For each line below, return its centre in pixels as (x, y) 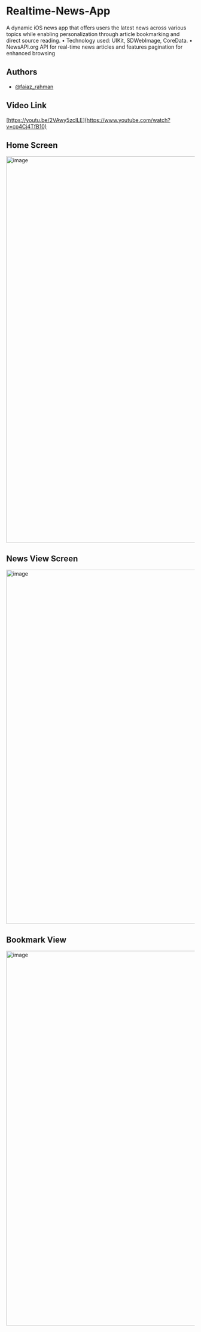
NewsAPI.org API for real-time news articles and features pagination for (95, 47)
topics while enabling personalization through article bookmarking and (93, 34)
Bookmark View (36, 939)
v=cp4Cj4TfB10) (26, 126)
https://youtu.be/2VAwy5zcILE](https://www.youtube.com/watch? (89, 120)
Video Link (26, 105)
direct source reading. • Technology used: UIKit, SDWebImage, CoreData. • (99, 40)
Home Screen (32, 145)
